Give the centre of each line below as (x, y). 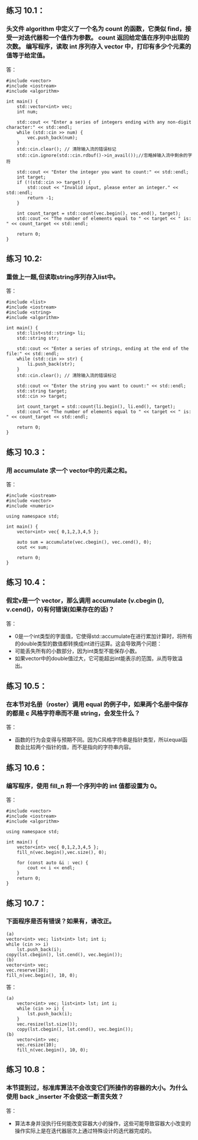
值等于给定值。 (27, 56)
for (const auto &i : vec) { (53, 863)
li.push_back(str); (51, 364)
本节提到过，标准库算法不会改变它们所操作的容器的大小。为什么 (97, 1088)
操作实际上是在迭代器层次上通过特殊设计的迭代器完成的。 (85, 1131)
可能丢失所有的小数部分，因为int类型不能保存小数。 (77, 651)
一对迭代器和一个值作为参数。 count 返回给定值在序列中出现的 (101, 38)
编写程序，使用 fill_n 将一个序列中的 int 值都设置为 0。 (83, 786)
